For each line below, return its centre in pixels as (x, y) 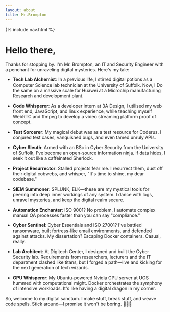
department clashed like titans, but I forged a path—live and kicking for (87, 262)
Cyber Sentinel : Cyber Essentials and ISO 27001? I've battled (77, 225)
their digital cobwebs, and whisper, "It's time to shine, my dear (78, 174)
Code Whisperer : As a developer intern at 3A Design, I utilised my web (87, 106)
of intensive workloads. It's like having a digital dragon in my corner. (84, 289)
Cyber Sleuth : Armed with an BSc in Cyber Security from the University (88, 148)
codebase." (25, 179)
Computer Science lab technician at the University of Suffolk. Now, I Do (88, 85)
